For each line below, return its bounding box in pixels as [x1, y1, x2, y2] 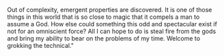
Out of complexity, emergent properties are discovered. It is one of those [7, 6, 212, 13]
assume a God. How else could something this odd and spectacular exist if [7, 20, 217, 28]
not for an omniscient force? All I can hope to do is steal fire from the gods [7, 27, 216, 35]
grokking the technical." [7, 42, 74, 49]
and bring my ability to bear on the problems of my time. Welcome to [7, 34, 200, 43]
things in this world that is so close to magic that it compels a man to [7, 13, 200, 21]
